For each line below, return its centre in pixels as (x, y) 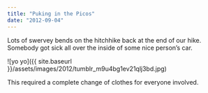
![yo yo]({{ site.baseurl (39, 61)
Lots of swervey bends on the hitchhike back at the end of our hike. (104, 40)
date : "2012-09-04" (36, 20)
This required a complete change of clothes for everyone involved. (103, 82)
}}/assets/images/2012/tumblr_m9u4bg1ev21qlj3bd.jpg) (87, 69)
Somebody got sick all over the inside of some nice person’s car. (100, 48)
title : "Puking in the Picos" (51, 14)
